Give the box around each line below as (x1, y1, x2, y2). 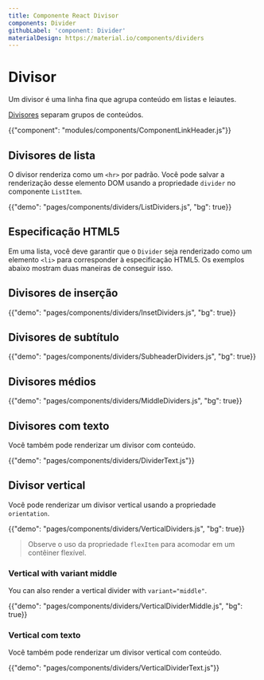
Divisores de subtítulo (8, 331, 119, 344)
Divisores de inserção (8, 286, 118, 300)
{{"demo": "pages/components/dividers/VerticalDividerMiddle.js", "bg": (8, 601, 243, 611)
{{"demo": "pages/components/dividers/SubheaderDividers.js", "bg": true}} (8, 352, 257, 361)
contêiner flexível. (27, 548, 87, 557)
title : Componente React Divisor (8, 11, 119, 20)
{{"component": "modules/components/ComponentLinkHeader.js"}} (8, 125, 232, 136)
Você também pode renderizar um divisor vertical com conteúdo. (8, 647, 222, 658)
